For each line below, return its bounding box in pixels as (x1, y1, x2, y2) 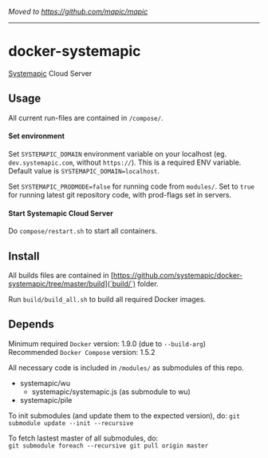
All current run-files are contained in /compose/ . (8, 113, 164, 122)
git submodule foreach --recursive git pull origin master (8, 441, 209, 450)
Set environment (8, 131, 65, 141)
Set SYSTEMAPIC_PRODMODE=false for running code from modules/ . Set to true (8, 181, 255, 191)
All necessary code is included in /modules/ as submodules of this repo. (8, 363, 245, 372)
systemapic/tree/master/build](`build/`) (8, 279, 136, 289)
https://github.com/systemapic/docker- (112, 270, 243, 280)
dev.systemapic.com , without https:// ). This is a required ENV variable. (8, 157, 242, 167)
